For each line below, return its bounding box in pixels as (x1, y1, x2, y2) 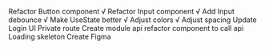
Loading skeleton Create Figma (8, 32, 111, 41)
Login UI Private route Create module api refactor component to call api (8, 24, 244, 32)
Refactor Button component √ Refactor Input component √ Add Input (8, 7, 235, 16)
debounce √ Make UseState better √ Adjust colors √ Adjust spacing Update (8, 15, 258, 24)
